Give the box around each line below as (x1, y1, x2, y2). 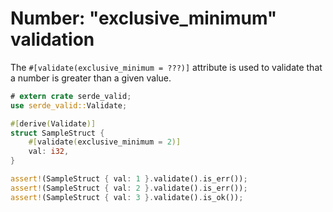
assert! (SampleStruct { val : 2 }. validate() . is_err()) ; (10, 183, 248, 193)
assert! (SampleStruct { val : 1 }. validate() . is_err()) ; (10, 174, 248, 184)
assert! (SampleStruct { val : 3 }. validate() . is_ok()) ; (10, 192, 244, 202)
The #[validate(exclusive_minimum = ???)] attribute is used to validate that (10, 61, 323, 73)
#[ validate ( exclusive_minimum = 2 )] (28, 137, 182, 147)
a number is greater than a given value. (10, 72, 172, 84)
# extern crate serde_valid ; (10, 91, 132, 101)
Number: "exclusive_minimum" (10, 7, 278, 30)
